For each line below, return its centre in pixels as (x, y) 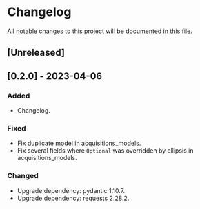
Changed (23, 176)
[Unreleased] (36, 53)
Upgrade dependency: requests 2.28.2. (73, 198)
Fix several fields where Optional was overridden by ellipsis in (105, 151)
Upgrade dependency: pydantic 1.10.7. (71, 190)
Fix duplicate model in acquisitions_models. (79, 143)
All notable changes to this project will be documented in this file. (100, 31)
